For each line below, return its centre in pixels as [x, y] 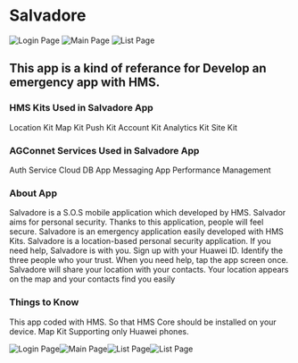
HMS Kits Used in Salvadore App [81, 108]
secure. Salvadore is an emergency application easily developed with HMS [146, 232]
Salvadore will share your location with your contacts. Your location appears [149, 270]
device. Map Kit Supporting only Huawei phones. [99, 331]
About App [33, 193]
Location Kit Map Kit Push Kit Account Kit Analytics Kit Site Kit [124, 127]
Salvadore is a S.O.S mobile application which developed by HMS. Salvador [148, 213]
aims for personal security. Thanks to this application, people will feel [137, 222]
